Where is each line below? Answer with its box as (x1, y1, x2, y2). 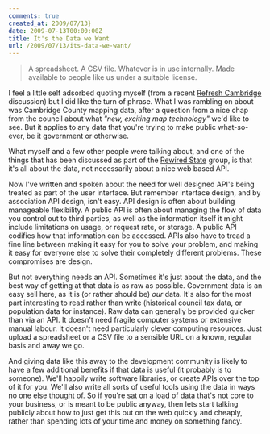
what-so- (217, 123, 249, 132)
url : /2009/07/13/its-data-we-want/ (8, 42, 131, 50)
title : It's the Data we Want (8, 34, 110, 43)
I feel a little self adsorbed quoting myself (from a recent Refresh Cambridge (8, 88, 262, 98)
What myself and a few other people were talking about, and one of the (8, 147, 245, 156)
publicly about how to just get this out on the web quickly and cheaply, (8, 408, 243, 418)
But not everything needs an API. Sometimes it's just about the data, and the (8, 272, 262, 282)
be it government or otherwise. (27, 131, 129, 141)
